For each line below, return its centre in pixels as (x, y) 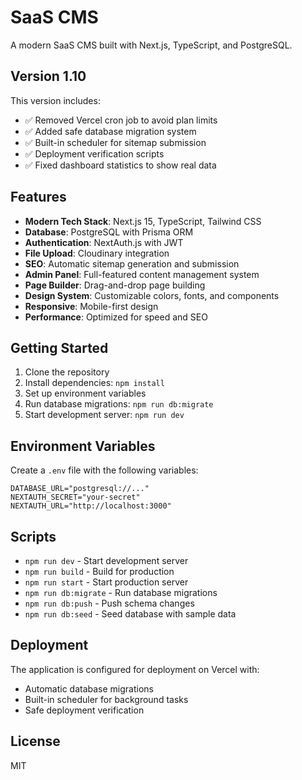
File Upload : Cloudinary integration (97, 253)
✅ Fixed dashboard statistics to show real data (120, 165)
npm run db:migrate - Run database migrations (121, 592)
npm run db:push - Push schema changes (109, 603)
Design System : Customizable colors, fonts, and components (152, 295)
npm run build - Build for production (99, 571)
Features (38, 197)
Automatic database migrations (89, 688)
